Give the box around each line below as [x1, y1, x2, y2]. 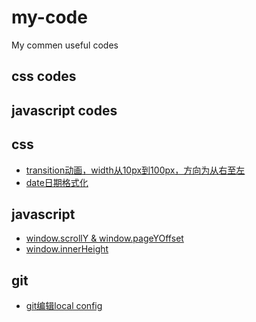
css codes [11, 68, 77, 85]
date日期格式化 [25, 176, 89, 188]
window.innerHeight [25, 243, 109, 255]
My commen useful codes [11, 39, 119, 51]
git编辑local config [25, 300, 103, 312]
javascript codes [11, 102, 118, 119]
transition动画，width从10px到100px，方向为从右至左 [25, 164, 246, 176]
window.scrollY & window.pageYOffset [25, 232, 184, 245]
